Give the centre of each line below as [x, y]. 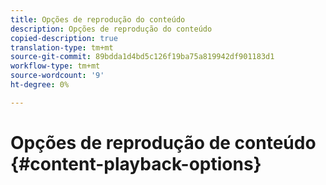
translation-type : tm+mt [62, 47]
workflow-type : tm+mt [55, 66]
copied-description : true [64, 38]
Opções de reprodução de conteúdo [163, 142]
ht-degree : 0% [40, 85]
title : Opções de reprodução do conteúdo [98, 19]
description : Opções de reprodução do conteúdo [111, 29]
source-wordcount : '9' [57, 76]
